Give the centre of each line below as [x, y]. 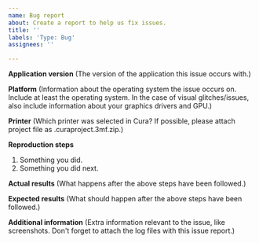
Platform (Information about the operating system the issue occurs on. [122, 89]
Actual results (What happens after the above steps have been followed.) [127, 184]
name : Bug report [36, 15]
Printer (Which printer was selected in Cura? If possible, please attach [122, 121]
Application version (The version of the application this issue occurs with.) [129, 74]
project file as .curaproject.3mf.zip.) [66, 130]
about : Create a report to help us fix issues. [88, 23]
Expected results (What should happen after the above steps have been [125, 199]
